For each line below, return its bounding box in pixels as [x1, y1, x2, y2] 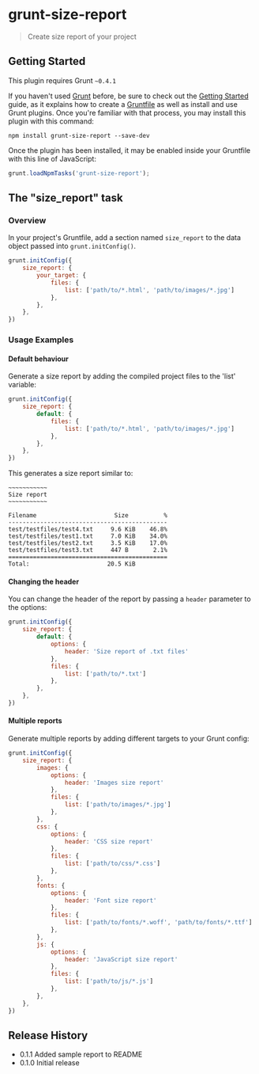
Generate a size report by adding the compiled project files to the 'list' [8, 371, 236, 381]
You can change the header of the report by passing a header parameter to [8, 594, 251, 604]
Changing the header [8, 577, 80, 586]
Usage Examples [8, 334, 74, 345]
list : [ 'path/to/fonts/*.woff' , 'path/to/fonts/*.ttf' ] [64, 919, 253, 927]
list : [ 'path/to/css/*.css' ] [64, 859, 160, 868]
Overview [8, 215, 47, 226]
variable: [8, 380, 37, 390]
